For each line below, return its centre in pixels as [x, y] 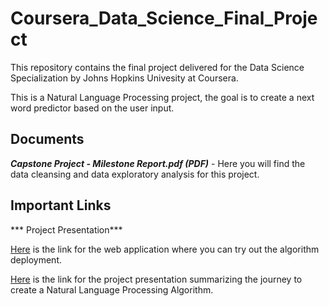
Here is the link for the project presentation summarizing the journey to [156, 279]
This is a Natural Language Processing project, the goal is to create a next [162, 97]
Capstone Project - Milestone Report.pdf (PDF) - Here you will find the [158, 163]
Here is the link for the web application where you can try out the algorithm [165, 249]
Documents [47, 139]
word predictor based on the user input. [92, 108]
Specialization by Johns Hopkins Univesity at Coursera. [124, 78]
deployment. [36, 259]
